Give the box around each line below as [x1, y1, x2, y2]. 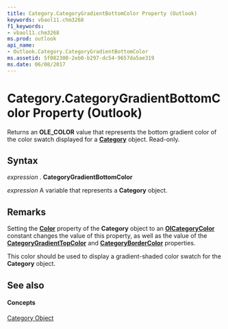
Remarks [7, 206, 47, 218]
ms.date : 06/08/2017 [7, 61, 66, 68]
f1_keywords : [7, 23, 45, 29]
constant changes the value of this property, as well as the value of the [7, 232, 207, 240]
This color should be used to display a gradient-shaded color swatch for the [7, 252, 221, 260]
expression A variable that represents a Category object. [7, 186, 168, 195]
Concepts [7, 299, 36, 307]
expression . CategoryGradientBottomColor [7, 173, 133, 182]
